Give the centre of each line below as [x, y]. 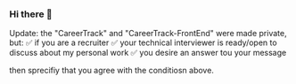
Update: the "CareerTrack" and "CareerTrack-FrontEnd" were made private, [148, 34]
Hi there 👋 [31, 14]
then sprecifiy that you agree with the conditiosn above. [111, 71]
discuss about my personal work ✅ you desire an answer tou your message [148, 53]
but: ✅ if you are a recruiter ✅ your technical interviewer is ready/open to [144, 42]
